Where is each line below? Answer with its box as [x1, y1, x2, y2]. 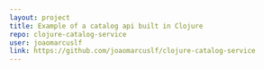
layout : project [9, 13, 70, 22]
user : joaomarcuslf [9, 38, 83, 47]
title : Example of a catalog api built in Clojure [9, 22, 204, 30]
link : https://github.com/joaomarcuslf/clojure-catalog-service [9, 47, 256, 56]
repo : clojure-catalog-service [9, 30, 127, 39]
